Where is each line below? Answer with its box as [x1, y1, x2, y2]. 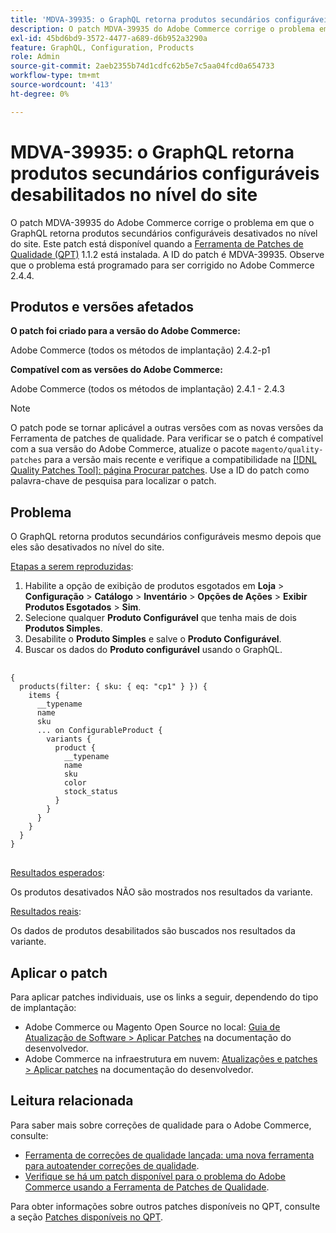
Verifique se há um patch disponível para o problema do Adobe [24, 1170, 286, 1182]
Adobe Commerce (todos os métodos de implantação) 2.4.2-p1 [10, 344, 271, 356]
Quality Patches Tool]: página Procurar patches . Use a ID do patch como [10, 464, 310, 476]
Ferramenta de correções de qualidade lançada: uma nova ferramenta [24, 1149, 315, 1161]
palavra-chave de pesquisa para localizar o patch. [10, 475, 217, 487]
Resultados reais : [10, 906, 82, 918]
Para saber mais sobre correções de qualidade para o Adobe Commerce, [10, 1119, 312, 1131]
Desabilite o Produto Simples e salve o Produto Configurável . [24, 633, 282, 645]
